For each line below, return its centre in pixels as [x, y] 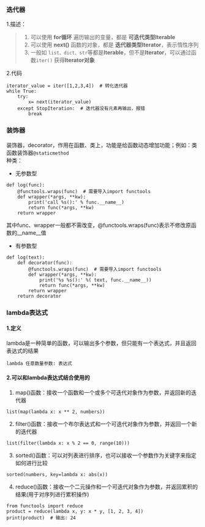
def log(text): [26, 257]
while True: [21, 91]
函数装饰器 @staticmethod [38, 153]
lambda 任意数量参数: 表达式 [39, 363]
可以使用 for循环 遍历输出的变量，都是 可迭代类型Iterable [103, 37]
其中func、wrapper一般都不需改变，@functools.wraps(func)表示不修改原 [99, 225]
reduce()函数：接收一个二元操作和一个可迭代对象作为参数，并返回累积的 [106, 487]
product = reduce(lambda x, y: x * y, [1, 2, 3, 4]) [75, 511]
